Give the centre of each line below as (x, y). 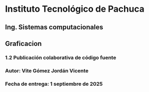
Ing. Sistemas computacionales (54, 27)
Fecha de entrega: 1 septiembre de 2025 (54, 84)
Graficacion (24, 43)
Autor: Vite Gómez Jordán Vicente (47, 70)
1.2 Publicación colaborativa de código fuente (61, 57)
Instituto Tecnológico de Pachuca (75, 9)
